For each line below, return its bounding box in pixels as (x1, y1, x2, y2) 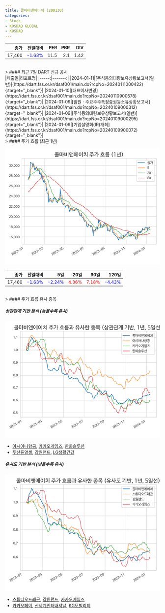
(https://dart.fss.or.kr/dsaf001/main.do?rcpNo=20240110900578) (5, 93, 137, 99)
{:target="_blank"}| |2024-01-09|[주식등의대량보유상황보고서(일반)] (5, 110, 137, 116)
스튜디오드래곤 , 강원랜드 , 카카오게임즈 (12, 596, 85, 602)
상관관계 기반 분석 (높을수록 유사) (5, 308, 68, 314)
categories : (5, 13, 29, 18)
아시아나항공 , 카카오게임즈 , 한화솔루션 (12, 443, 85, 449)
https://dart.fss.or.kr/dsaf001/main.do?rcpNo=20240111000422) (14, 81, 143, 87)
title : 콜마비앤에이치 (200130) (5, 8, 64, 13)
